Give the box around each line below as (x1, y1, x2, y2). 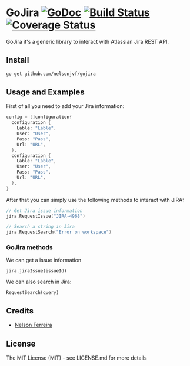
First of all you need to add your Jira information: (6, 103, 125, 110)
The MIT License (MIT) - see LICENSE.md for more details (6, 354, 147, 361)
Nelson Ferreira (14, 322, 52, 329)
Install (6, 55, 29, 65)
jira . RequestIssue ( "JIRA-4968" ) (6, 213, 85, 219)
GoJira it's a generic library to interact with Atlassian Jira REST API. (6, 38, 169, 45)
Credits (6, 306, 34, 316)
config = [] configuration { (6, 114, 72, 120)
